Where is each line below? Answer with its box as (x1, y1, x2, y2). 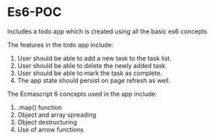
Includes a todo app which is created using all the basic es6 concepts (7, 27, 208, 35)
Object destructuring (17, 117, 77, 126)
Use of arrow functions (17, 125, 84, 133)
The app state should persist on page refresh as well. (17, 76, 171, 84)
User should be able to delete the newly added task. (17, 61, 167, 69)
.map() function (17, 103, 63, 111)
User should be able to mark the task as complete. (17, 69, 162, 77)
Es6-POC (7, 4, 62, 20)
